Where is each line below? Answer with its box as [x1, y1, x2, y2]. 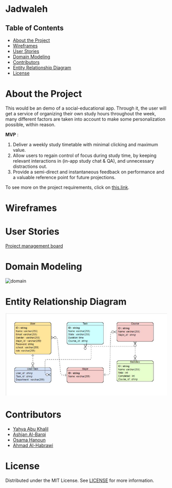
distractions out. [12, 163, 48, 169]
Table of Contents [5, 24, 64, 32]
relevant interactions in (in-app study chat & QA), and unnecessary [12, 158, 154, 164]
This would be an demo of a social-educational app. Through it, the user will [5, 105, 167, 111]
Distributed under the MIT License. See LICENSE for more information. [5, 477, 155, 483]
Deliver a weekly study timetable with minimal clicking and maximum [12, 141, 158, 147]
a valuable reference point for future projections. [12, 174, 116, 180]
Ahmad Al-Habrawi [12, 442, 53, 448]
